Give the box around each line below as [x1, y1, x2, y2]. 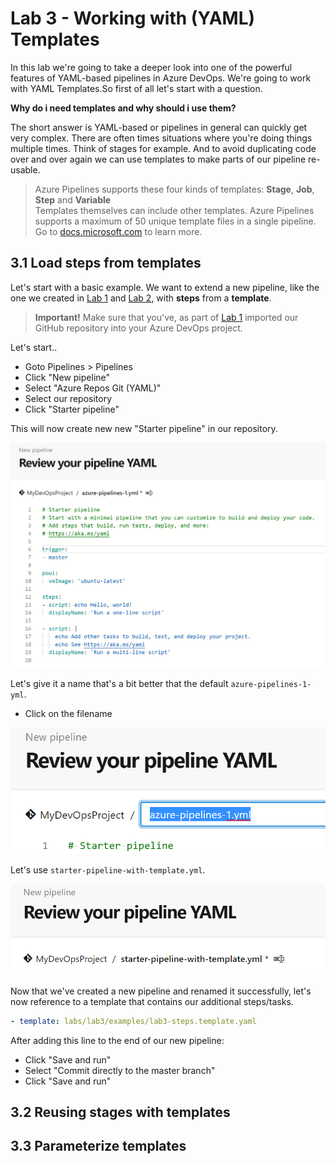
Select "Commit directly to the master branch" [24, 1064, 216, 1076]
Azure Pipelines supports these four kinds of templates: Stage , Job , [34, 183, 315, 195]
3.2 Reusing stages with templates [10, 1103, 231, 1121]
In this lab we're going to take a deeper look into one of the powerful [10, 61, 293, 73]
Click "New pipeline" [24, 371, 111, 383]
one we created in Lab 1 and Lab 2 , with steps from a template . [10, 292, 272, 304]
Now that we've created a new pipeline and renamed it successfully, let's [10, 985, 312, 997]
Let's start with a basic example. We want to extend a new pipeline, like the [10, 281, 320, 293]
